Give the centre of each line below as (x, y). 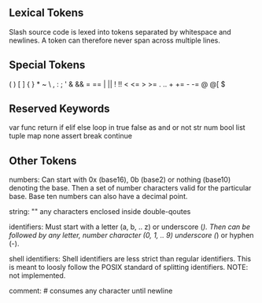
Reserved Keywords (59, 109)
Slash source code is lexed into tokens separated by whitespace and (120, 31)
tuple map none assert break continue (71, 136)
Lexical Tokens (46, 13)
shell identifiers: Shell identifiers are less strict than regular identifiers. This (130, 259)
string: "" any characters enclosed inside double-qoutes (100, 212)
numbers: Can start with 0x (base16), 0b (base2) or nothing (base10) (120, 179)
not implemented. (37, 275)
